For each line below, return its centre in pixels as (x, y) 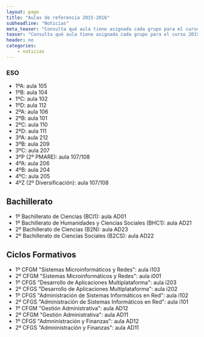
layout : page (23, 12)
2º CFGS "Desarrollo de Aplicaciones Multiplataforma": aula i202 (96, 288)
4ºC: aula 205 (32, 176)
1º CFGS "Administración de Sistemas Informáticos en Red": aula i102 (102, 295)
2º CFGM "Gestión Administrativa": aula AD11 (72, 315)
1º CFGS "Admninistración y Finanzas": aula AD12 (77, 321)
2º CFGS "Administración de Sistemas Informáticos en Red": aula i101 (102, 302)
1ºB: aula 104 (31, 92)
